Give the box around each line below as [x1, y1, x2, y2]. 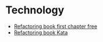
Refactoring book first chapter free [13, 23, 97, 30]
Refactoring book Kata [13, 29, 68, 36]
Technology [5, 3, 65, 17]
